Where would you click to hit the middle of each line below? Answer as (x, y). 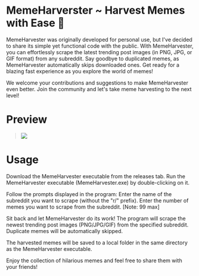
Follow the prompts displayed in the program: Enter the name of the (89, 194)
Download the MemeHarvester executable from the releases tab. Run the (96, 176)
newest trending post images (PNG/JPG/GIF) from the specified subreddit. (97, 225)
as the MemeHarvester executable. (49, 249)
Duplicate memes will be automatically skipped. (65, 231)
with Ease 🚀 (35, 23)
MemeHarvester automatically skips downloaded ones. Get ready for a (93, 65)
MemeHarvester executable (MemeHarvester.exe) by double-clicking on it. (98, 182)
